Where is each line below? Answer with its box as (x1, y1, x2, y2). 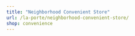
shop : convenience (6, 20, 53, 26)
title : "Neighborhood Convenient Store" (6, 9, 111, 15)
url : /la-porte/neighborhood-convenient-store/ (6, 15, 130, 21)
